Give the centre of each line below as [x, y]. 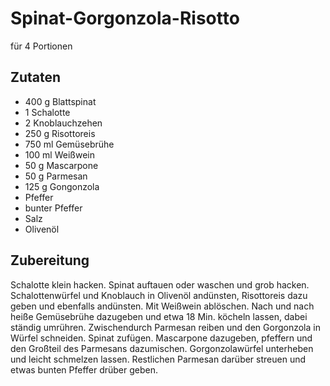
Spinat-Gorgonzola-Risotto [125, 18]
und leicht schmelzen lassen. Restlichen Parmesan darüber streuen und [158, 359]
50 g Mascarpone [61, 165]
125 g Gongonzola [62, 186]
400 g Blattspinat [60, 101]
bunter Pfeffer [53, 208]
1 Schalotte [47, 112]
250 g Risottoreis [60, 133]
